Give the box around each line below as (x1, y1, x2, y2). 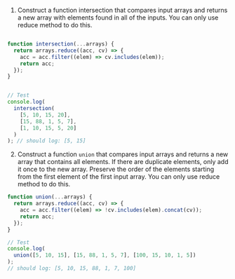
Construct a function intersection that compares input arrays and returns (17, 6, 228, 14)
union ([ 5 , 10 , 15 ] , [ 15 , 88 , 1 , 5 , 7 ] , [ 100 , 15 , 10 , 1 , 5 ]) (13, 252, 196, 259)
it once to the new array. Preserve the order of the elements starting (17, 165, 215, 174)
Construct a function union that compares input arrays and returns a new (17, 150, 229, 158)
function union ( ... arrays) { (7, 193, 93, 200)
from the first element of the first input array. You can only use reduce (17, 172, 220, 181)
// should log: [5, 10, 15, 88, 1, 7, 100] (7, 265, 137, 272)
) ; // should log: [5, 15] (7, 137, 86, 144)
